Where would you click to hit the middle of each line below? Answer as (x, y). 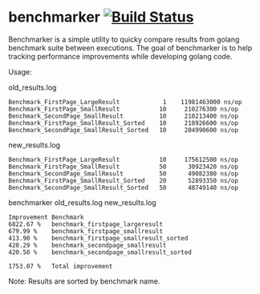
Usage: (20, 71)
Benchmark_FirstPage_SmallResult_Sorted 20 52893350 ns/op (124, 180)
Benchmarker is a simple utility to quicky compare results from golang (124, 39)
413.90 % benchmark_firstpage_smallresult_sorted (98, 238)
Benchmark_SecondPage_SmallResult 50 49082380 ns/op (124, 173)
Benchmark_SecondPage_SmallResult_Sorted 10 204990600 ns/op (124, 130)
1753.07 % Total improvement (61, 266)
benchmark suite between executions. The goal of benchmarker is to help (130, 47)
